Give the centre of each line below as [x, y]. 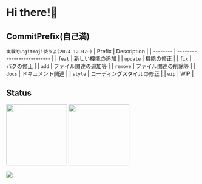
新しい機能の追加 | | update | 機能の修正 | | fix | [133, 58]
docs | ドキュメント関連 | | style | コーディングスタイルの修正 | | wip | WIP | [100, 73]
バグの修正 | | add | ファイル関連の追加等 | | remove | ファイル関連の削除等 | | [101, 66]
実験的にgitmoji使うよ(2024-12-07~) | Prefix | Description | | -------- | [91, 51]
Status [19, 93]
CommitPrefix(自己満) [48, 36]
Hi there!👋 [32, 12]
